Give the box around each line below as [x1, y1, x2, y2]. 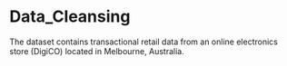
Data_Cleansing [9, 6, 131, 27]
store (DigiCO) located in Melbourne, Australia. [9, 45, 184, 56]
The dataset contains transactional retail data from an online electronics [9, 36, 279, 47]
